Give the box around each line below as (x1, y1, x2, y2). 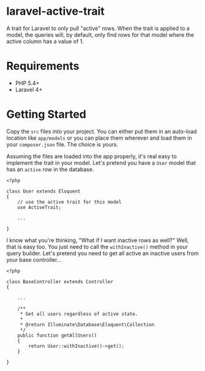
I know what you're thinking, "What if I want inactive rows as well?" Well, (6, 236, 189, 243)
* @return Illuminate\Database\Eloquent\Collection (20, 321, 155, 327)
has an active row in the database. (6, 166, 94, 173)
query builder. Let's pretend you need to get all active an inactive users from (6, 250, 199, 257)
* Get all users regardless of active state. (20, 311, 138, 317)
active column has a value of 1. (6, 37, 84, 45)
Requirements (6, 59, 80, 73)
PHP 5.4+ (15, 79, 40, 86)
